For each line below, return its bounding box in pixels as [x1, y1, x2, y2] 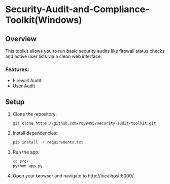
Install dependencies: [12, 130, 58, 136]
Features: [5, 66, 29, 73]
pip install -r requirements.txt [12, 139, 84, 145]
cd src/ [12, 159, 29, 164]
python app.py [12, 163, 43, 168]
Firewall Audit [12, 78, 42, 84]
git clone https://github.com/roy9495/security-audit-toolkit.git [12, 121, 156, 126]
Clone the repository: [12, 111, 57, 117]
